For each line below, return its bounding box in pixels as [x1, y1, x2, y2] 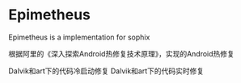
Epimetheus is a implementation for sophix [8, 32, 150, 42]
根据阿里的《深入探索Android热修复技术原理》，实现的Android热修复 [8, 48, 235, 58]
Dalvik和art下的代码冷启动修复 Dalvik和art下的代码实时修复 [8, 66, 205, 76]
